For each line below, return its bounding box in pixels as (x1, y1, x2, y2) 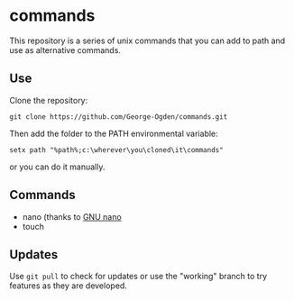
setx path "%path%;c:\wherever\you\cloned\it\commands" (9, 145, 224, 154)
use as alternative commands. (9, 44, 122, 55)
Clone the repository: (9, 95, 88, 105)
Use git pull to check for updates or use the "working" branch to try (9, 271, 268, 282)
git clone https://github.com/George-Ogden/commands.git (9, 112, 228, 122)
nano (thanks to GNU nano (22, 211, 122, 222)
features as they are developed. (9, 280, 128, 291)
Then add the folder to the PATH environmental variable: (9, 128, 218, 139)
